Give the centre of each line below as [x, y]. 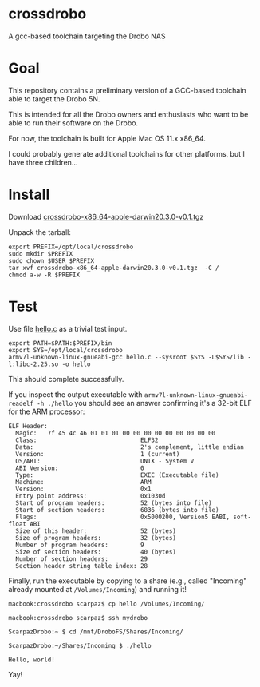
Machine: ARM [83, 482]
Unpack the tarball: [40, 232]
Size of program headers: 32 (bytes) [96, 538]
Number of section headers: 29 [82, 559]
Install [29, 195]
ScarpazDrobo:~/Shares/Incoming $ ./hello [80, 645]
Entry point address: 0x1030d [91, 496]
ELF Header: [28, 426]
